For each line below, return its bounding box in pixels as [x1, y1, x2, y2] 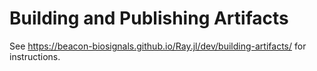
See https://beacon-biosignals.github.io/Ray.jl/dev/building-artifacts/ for [9, 40, 307, 52]
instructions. [9, 50, 61, 62]
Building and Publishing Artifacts [9, 7, 289, 30]
